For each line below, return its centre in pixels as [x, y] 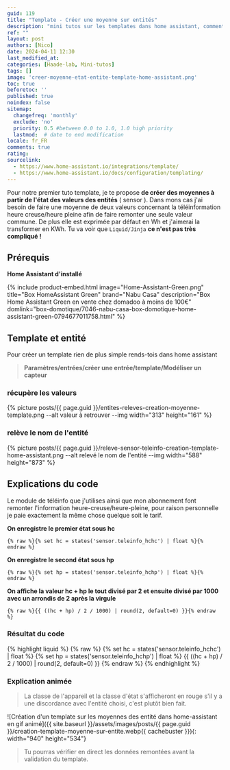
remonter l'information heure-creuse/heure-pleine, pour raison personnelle [113, 507]
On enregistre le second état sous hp [61, 560]
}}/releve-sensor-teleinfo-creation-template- [156, 448]
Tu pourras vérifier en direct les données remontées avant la [109, 752]
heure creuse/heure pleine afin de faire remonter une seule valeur [100, 214]
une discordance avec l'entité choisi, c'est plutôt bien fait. [105, 703]
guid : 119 [21, 13]
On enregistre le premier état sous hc [61, 528]
